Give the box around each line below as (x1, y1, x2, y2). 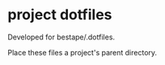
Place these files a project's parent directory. (7, 47, 158, 57)
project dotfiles (7, 6, 112, 24)
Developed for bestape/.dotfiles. (7, 32, 115, 42)
